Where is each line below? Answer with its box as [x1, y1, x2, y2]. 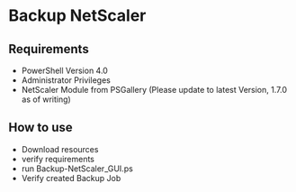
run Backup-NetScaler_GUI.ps [21, 163, 134, 174]
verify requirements [21, 153, 95, 164]
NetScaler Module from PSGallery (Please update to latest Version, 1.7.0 [21, 85, 287, 95]
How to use [8, 120, 73, 135]
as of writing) [21, 94, 71, 105]
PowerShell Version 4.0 [21, 65, 109, 76]
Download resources [21, 143, 99, 154]
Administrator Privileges [21, 75, 112, 86]
